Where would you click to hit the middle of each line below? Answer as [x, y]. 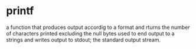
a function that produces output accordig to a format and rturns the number [98, 27]
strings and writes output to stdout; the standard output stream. [84, 40]
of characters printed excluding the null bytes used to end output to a [91, 33]
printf [20, 11]
